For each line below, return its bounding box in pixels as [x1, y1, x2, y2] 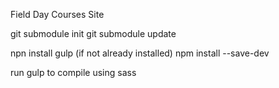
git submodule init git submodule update [10, 28, 177, 39]
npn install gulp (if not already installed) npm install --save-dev [10, 47, 270, 59]
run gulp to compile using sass [10, 67, 137, 78]
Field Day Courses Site [10, 9, 105, 20]
